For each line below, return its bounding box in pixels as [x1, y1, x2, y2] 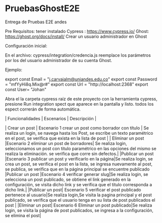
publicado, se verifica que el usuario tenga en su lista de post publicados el [5, 197, 156, 203]
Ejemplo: [5, 66, 23, 73]
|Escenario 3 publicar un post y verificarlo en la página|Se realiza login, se [5, 156, 153, 161]
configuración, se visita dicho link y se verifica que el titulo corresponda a [5, 181, 152, 187]
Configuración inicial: [5, 43, 47, 48]
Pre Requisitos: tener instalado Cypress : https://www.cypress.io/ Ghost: [5, 28, 149, 34]
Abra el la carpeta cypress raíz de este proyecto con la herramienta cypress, [5, 96, 158, 102]
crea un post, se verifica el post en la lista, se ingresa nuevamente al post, [5, 161, 153, 167]
